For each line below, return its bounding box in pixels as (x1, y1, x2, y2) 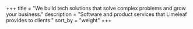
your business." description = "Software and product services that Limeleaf (6, 11, 188, 18)
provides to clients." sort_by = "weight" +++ (6, 17, 112, 23)
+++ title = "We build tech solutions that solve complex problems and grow (6, 5, 186, 11)
